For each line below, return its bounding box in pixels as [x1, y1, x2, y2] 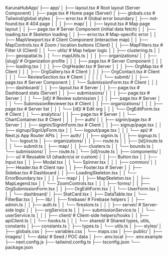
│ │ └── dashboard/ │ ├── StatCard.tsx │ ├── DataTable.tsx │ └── [5, 191, 147, 197]
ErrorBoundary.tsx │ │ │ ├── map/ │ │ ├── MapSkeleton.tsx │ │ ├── [5, 175, 150, 181]
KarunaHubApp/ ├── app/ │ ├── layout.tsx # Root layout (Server [5, 5, 140, 11]
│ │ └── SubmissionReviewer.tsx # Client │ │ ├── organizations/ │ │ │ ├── [5, 101, 163, 106]
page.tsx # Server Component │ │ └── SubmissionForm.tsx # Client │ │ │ [5, 79, 158, 85]
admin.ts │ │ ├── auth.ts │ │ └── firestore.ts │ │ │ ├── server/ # [5, 202, 141, 207]
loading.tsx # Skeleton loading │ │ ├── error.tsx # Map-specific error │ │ [5, 32, 157, 37]
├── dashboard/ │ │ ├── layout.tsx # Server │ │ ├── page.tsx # [5, 85, 140, 90]
